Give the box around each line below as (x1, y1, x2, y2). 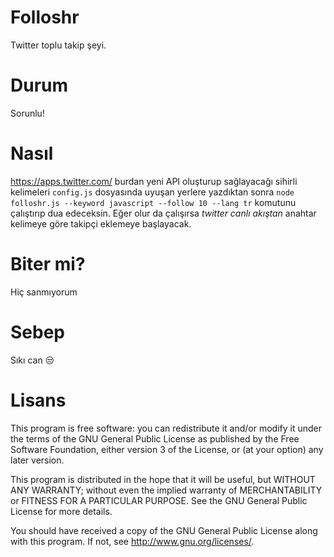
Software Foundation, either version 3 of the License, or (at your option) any (10, 443, 324, 455)
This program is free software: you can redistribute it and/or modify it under (10, 422, 322, 434)
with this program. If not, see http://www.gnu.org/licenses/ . (10, 535, 255, 547)
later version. (10, 454, 65, 466)
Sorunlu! (10, 107, 45, 119)
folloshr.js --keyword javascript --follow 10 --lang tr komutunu (10, 196, 297, 208)
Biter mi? (10, 253, 86, 275)
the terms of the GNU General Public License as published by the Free (10, 432, 300, 445)
